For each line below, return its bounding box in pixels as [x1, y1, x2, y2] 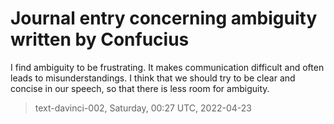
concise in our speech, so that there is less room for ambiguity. [10, 82, 270, 94]
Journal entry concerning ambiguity [10, 7, 318, 30]
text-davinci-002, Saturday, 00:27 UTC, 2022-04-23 [34, 102, 252, 114]
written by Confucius [10, 28, 190, 51]
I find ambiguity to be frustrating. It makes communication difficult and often [10, 61, 325, 73]
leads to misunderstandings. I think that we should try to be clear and [10, 72, 296, 84]
